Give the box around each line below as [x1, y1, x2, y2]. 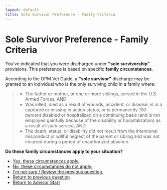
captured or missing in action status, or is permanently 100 [25, 107, 146, 113]
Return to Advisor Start [12, 179, 60, 185]
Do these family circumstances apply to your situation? [5, 148, 123, 154]
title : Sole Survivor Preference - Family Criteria [5, 12, 115, 17]
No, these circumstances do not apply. [12, 163, 93, 169]
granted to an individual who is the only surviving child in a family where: [5, 81, 155, 87]
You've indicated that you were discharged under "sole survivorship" [5, 61, 150, 67]
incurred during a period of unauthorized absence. [25, 139, 130, 145]
